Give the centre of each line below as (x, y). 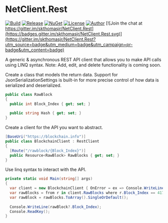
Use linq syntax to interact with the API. (46, 170)
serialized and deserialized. (33, 85)
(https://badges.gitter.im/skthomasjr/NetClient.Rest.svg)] (64, 34)
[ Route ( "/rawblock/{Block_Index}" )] (48, 151)
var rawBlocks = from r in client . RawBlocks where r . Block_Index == (82, 193)
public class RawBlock (29, 94)
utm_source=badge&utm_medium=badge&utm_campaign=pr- (69, 44)
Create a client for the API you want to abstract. (54, 128)
